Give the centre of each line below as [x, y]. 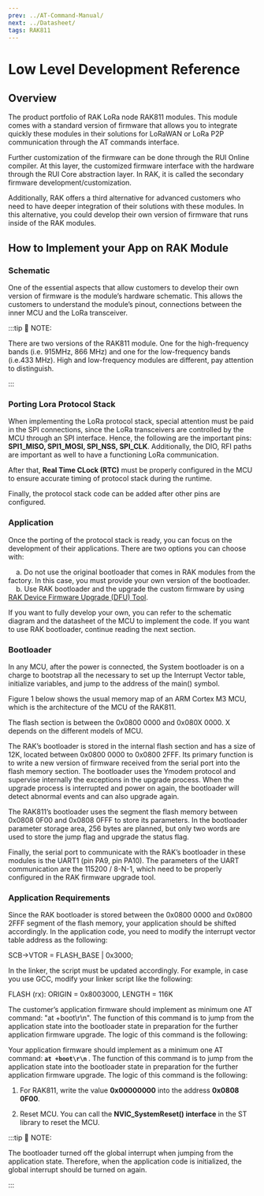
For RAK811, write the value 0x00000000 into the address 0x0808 [129, 1090]
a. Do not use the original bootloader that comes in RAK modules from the [136, 572]
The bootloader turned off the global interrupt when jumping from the [121, 1153]
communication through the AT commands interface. [94, 142]
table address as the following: [58, 940]
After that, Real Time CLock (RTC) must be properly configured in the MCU [130, 470]
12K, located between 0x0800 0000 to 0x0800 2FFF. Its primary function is [131, 754]
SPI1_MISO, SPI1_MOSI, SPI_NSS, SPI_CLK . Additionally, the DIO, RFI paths [130, 447]
